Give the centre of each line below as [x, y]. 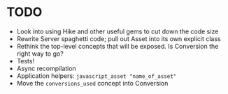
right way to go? [40, 54]
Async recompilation [46, 68]
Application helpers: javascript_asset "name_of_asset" [97, 76]
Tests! [26, 61]
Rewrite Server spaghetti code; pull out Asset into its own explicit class [119, 38]
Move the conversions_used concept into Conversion [92, 83]
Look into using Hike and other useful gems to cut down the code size [117, 31]
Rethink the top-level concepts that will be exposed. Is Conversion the [117, 46]
